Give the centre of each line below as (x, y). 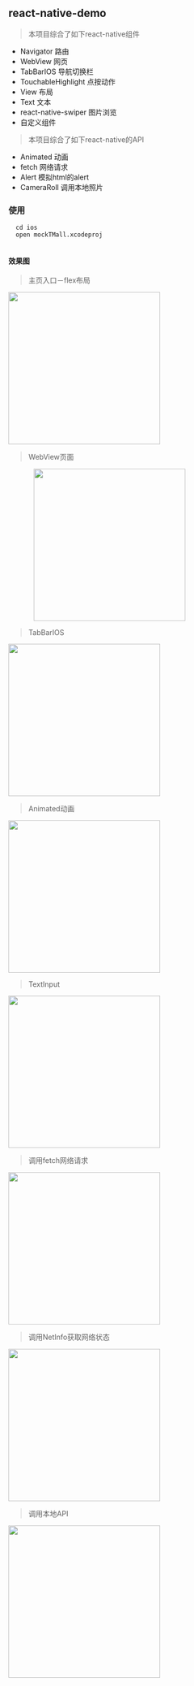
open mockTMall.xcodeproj (59, 235)
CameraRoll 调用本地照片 (61, 187)
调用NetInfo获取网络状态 (69, 1337)
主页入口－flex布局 (59, 280)
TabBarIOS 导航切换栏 (57, 71)
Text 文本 (36, 102)
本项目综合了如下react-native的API (86, 139)
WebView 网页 (44, 61)
